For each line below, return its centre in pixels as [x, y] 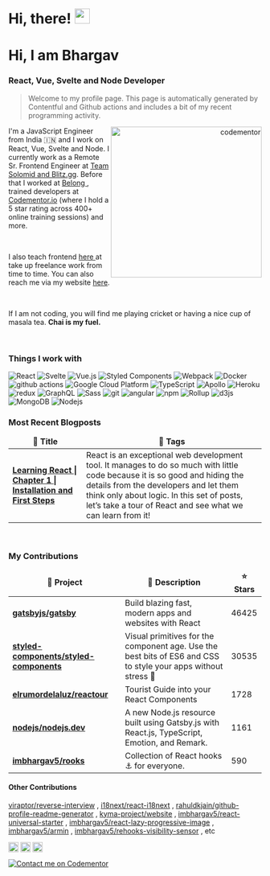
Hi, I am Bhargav [63, 56]
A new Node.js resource [170, 712]
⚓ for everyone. [155, 766]
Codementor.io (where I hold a [59, 199]
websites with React [163, 623]
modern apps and [158, 613]
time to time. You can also [51, 273]
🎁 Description [174, 582]
